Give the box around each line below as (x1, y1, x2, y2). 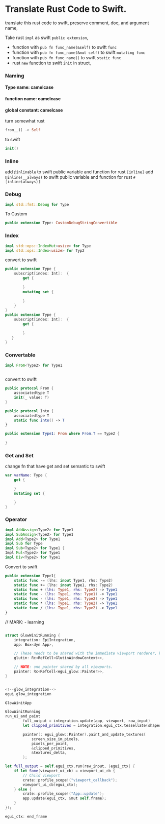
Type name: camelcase (5, 84, 54, 90)
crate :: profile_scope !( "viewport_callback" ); (23, 778, 118, 783)
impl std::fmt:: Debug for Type (5, 202, 69, 207)
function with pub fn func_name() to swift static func (12, 54, 121, 60)
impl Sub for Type (5, 541, 43, 546)
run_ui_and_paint (5, 714, 41, 719)
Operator (5, 516, 27, 523)
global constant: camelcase (5, 107, 63, 113)
